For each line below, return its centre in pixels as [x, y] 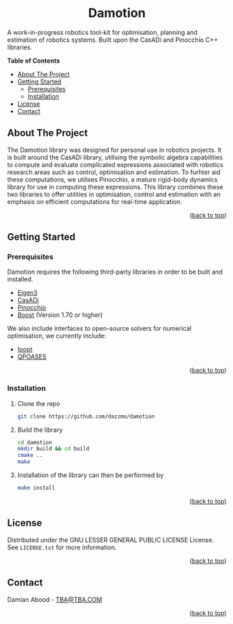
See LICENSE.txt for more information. [62, 547]
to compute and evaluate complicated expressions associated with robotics [115, 164]
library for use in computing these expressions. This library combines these [115, 187]
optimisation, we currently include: [57, 336]
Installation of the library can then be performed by [90, 475]
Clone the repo [39, 403]
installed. [20, 279]
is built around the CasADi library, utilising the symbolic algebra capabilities [115, 157]
